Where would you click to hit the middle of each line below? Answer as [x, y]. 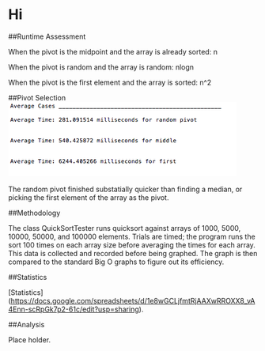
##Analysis [26, 324]
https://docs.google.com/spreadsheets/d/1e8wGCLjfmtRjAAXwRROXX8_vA [133, 300]
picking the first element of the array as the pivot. [89, 197]
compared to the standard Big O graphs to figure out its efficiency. [116, 262]
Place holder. [30, 340]
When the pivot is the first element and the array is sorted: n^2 [110, 82]
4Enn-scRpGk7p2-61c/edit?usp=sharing [74, 309]
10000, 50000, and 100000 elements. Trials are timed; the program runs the [132, 236]
